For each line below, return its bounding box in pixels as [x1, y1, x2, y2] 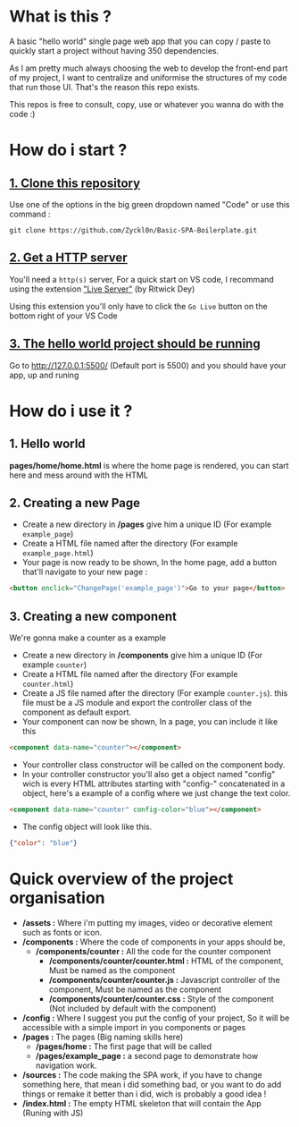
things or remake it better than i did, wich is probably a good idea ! [21, 1089, 267, 1099]
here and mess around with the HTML [9, 470, 149, 480]
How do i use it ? [9, 401, 133, 421]
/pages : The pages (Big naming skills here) [21, 1031, 184, 1042]
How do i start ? [9, 140, 128, 160]
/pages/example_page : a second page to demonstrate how [35, 1050, 259, 1061]
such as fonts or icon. [21, 927, 103, 937]
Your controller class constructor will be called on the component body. [21, 758, 286, 770]
